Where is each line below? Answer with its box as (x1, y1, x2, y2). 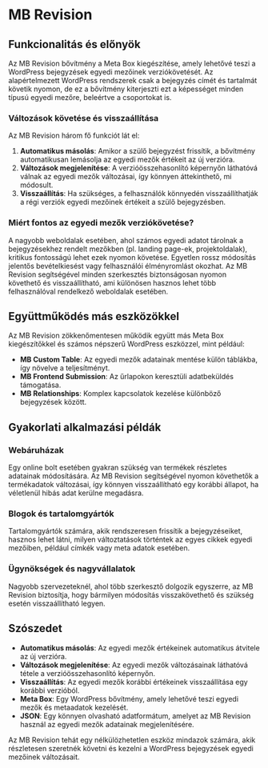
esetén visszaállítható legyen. (8, 598, 106, 608)
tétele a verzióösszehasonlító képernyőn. (19, 668, 156, 678)
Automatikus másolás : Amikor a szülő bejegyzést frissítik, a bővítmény (19, 146, 256, 156)
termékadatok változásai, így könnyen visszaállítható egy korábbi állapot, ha (8, 480, 259, 490)
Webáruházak (8, 444, 64, 455)
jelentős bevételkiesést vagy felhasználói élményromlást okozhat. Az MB (8, 261, 248, 270)
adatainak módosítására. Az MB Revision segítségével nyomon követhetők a (8, 471, 259, 481)
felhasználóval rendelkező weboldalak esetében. (8, 286, 169, 296)
